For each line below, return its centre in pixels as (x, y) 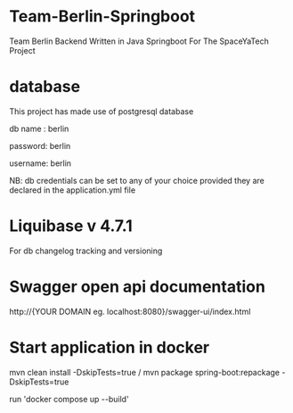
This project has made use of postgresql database (102, 111)
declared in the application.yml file (73, 190)
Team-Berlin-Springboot (102, 17)
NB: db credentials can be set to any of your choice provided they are (137, 180)
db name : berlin (39, 128)
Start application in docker (110, 347)
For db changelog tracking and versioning (86, 251)
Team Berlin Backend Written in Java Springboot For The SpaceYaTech (139, 41)
